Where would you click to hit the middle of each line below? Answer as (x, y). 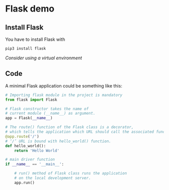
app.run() (25, 182)
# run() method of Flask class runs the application (71, 173)
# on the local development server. (53, 178)
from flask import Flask (31, 100)
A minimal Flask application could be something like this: (64, 85)
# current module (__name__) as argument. (50, 114)
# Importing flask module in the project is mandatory (64, 95)
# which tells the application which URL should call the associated (80, 132)
